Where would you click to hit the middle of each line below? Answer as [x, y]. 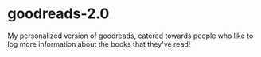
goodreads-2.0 [58, 14]
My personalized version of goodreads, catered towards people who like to [130, 36]
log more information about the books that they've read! [99, 44]
